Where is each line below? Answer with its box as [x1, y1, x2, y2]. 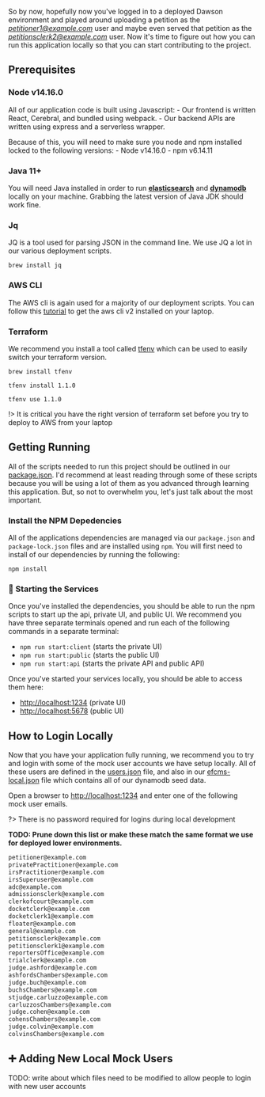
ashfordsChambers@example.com [8, 971, 108, 980]
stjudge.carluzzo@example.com [8, 993, 108, 1001]
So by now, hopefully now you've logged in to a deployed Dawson [8, 7, 224, 16]
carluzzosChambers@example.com [8, 1000, 112, 1008]
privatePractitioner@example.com [8, 860, 119, 869]
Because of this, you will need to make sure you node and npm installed [8, 137, 243, 146]
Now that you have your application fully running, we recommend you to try [8, 750, 255, 760]
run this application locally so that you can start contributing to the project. [8, 40, 252, 50]
